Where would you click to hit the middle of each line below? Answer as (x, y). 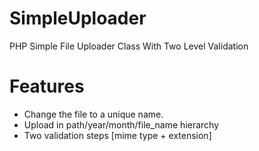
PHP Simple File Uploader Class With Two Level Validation (129, 46)
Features (47, 86)
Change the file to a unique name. (93, 114)
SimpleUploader (78, 18)
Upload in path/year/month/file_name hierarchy (121, 124)
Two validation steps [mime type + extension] (117, 135)
